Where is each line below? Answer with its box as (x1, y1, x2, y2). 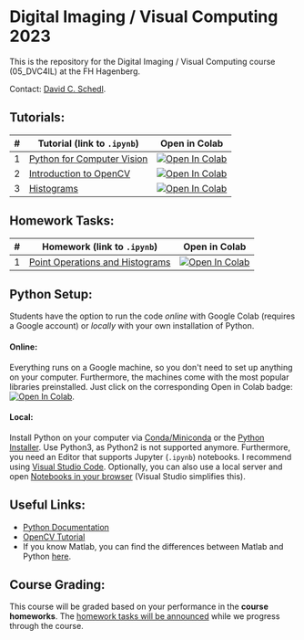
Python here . (22, 551, 71, 561)
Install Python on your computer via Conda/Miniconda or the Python (9, 432, 265, 443)
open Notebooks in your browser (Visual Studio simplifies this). (9, 470, 246, 481)
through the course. (9, 621, 84, 632)
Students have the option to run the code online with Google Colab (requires (9, 310, 296, 321)
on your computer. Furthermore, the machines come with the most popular (9, 372, 289, 383)
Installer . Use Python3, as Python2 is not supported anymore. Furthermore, (9, 441, 291, 453)
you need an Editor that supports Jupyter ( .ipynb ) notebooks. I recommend (9, 451, 292, 462)
